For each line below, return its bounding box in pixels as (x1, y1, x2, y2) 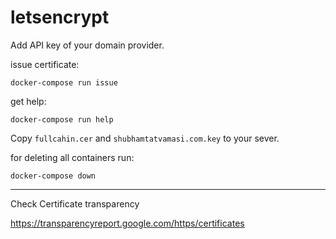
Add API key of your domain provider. (10, 39, 165, 51)
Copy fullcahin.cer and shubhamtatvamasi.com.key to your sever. (10, 132, 280, 144)
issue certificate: (10, 58, 80, 70)
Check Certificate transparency (10, 197, 140, 210)
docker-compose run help (10, 114, 114, 125)
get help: (10, 95, 47, 107)
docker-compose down (10, 171, 97, 181)
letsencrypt (10, 6, 110, 29)
